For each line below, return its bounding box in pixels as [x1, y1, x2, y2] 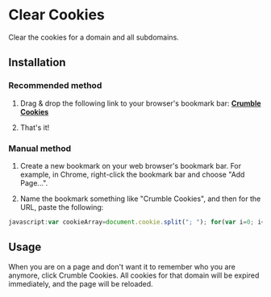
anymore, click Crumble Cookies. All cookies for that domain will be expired [8, 270, 260, 280]
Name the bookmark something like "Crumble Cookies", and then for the [19, 194, 261, 203]
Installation [8, 56, 66, 69]
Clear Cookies [8, 6, 105, 24]
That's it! [19, 123, 50, 132]
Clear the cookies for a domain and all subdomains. [8, 32, 179, 42]
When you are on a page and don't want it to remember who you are [8, 261, 236, 271]
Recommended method [8, 80, 102, 91]
